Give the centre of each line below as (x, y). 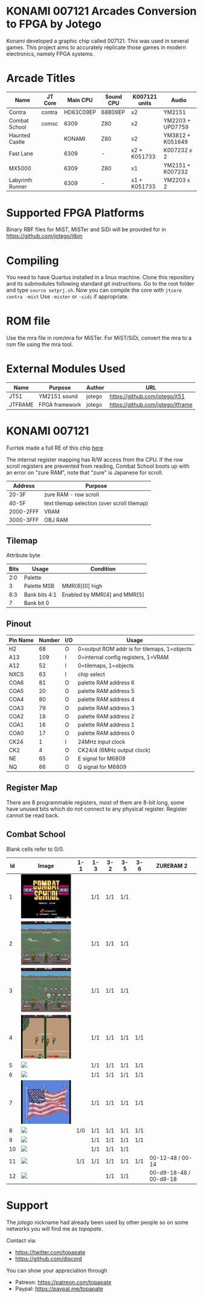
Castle (17, 142)
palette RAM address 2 (106, 716)
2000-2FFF (24, 512)
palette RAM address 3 (106, 708)
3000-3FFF (24, 520)
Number (50, 640)
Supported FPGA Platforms (76, 213)
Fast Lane (21, 154)
